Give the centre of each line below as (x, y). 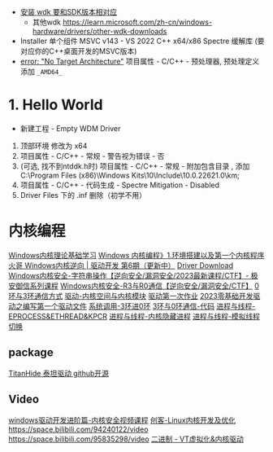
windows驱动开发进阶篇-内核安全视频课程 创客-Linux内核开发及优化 (122, 420)
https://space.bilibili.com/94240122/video (78, 429)
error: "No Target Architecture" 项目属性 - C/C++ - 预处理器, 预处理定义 (140, 61)
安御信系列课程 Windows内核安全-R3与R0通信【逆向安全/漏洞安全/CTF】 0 (134, 285)
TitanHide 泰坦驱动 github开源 (59, 373)
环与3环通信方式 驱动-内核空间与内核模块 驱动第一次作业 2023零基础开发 (131, 296)
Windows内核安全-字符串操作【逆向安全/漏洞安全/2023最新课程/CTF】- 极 (133, 275)
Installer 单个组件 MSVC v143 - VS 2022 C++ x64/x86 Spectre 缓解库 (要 (142, 41)
